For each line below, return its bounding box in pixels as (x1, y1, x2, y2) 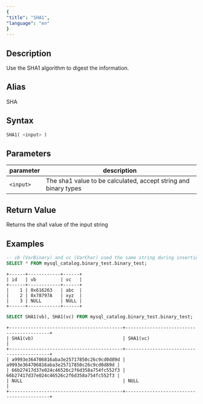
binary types (46, 184, 82, 193)
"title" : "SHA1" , (6, 15, 50, 21)
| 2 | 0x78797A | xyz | (6, 292, 83, 298)
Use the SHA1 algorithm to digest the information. (6, 64, 129, 72)
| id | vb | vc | (6, 277, 83, 283)
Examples (6, 238, 44, 249)
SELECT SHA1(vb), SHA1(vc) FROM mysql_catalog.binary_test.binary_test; (6, 314, 193, 320)
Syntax (6, 116, 34, 126)
